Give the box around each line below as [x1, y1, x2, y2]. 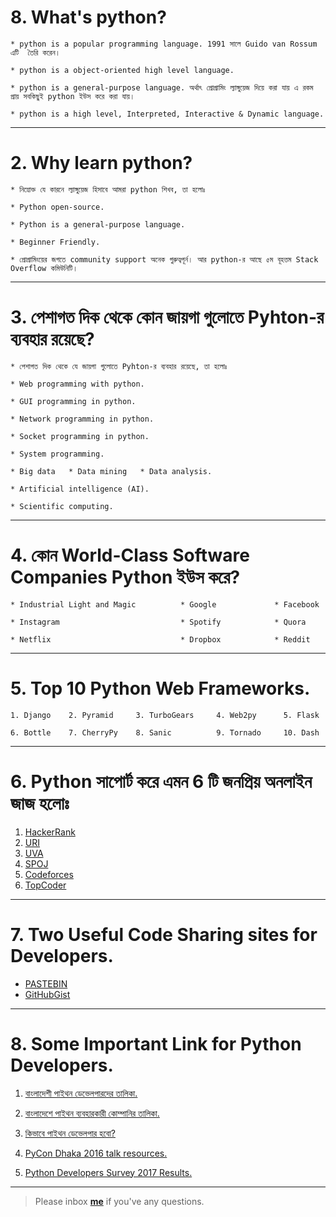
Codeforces [24, 868, 74, 880]
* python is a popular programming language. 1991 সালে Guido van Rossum [10, 39, 318, 49]
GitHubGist [24, 988, 71, 1000]
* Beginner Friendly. [10, 237, 101, 247]
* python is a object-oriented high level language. [10, 65, 235, 75]
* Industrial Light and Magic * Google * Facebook [10, 599, 320, 610]
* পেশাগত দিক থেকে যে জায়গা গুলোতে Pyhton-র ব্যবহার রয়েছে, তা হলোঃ [10, 361, 228, 371]
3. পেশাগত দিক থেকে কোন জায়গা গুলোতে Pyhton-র [10, 306, 325, 329]
